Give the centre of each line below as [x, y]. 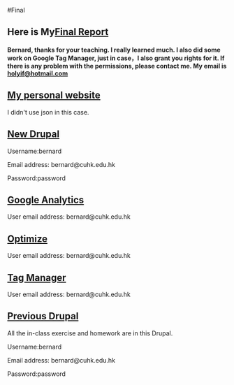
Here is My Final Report [58, 32]
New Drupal [34, 135]
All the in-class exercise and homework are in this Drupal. [90, 333]
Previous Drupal [43, 316]
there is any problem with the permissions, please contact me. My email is [117, 66]
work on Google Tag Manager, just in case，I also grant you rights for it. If [116, 58]
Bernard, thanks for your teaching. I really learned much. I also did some [114, 50]
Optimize [27, 239]
